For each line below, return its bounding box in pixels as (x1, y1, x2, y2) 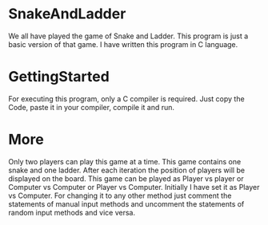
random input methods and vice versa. (8, 207, 136, 217)
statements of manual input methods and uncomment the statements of (8, 199, 245, 208)
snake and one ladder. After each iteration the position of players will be (8, 165, 246, 175)
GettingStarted (8, 68, 110, 86)
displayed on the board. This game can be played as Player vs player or (8, 173, 244, 184)
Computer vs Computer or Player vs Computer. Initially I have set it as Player (8, 182, 260, 191)
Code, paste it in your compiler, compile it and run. (8, 102, 174, 112)
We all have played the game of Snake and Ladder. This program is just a (8, 31, 249, 41)
